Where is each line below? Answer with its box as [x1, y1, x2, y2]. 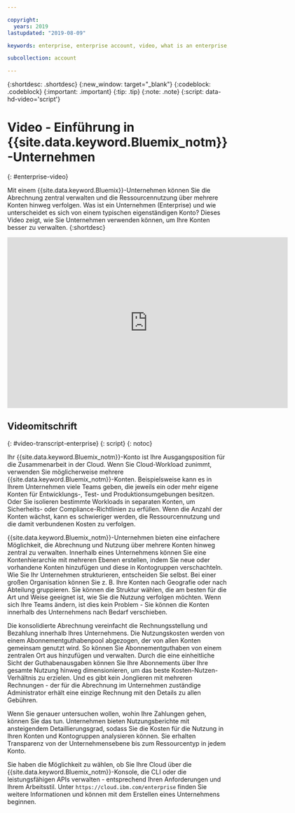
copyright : [7, 16, 39, 23]
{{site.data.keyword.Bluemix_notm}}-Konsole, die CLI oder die [7, 767, 187, 776]
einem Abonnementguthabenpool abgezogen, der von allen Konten [7, 636, 201, 645]
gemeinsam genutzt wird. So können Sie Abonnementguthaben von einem [7, 643, 222, 652]
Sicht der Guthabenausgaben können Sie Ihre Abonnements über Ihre [7, 658, 209, 667]
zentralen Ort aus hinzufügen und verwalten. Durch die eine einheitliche [7, 651, 215, 660]
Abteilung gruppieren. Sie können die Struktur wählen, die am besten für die [7, 585, 227, 594]
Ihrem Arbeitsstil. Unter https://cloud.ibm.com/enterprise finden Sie [7, 782, 207, 791]
